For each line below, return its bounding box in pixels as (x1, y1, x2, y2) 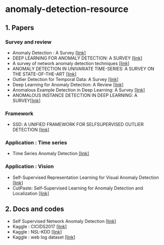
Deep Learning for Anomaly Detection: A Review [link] (12, 81, 124, 87)
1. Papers (5, 23, 34, 32)
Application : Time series (5, 139, 67, 146)
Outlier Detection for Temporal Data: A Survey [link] (12, 76, 119, 82)
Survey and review (5, 38, 51, 45)
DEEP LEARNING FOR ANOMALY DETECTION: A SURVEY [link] (12, 55, 142, 61)
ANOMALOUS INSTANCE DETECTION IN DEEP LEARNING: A (12, 92, 137, 98)
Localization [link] (12, 190, 49, 196)
